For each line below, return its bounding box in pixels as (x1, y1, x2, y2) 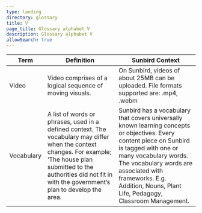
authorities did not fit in (47, 170, 113, 179)
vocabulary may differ (47, 133, 109, 141)
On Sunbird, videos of (118, 66, 180, 74)
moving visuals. (47, 89, 91, 97)
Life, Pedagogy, (118, 189, 164, 197)
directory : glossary (6, 14, 58, 21)
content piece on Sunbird (118, 136, 191, 145)
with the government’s (47, 178, 111, 186)
